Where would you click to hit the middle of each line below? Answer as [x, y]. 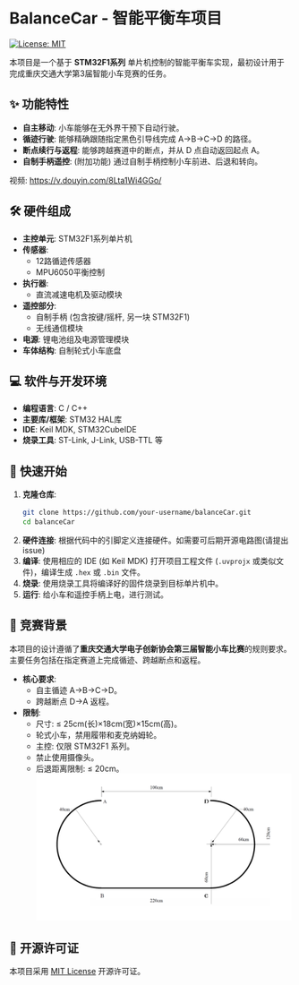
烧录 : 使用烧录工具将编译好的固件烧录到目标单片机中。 [123, 583]
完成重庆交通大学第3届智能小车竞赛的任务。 [90, 73]
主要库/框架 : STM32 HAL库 [72, 420]
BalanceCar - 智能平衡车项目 [115, 18]
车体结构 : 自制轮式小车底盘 [72, 350]
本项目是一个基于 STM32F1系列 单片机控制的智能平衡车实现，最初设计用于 [147, 62]
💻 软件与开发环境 [58, 381]
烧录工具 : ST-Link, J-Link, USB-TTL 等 [92, 441]
